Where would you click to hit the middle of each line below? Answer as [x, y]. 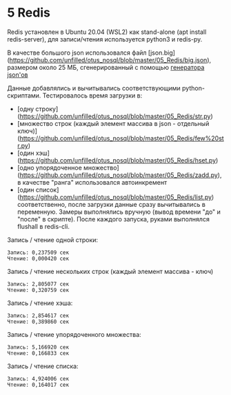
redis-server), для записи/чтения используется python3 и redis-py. [105, 39]
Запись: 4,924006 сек [38, 378]
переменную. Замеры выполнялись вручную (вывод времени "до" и [119, 212]
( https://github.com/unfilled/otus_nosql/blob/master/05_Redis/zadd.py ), [119, 175]
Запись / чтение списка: [43, 366]
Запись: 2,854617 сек [38, 315]
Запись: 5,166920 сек [38, 347]
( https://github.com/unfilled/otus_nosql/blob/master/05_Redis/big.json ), [109, 59]
